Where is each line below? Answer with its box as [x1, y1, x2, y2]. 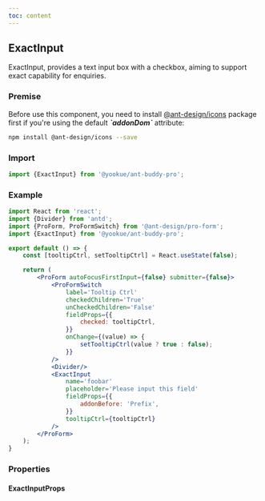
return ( [22, 266, 52, 275]
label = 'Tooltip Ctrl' [65, 288, 138, 296]
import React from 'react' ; [8, 207, 102, 216]
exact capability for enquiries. [8, 71, 106, 81]
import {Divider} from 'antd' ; [8, 214, 113, 222]
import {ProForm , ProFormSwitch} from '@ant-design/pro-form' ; [8, 222, 224, 230]
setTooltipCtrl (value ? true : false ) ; [79, 341, 214, 349]
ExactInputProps [8, 483, 66, 493]
